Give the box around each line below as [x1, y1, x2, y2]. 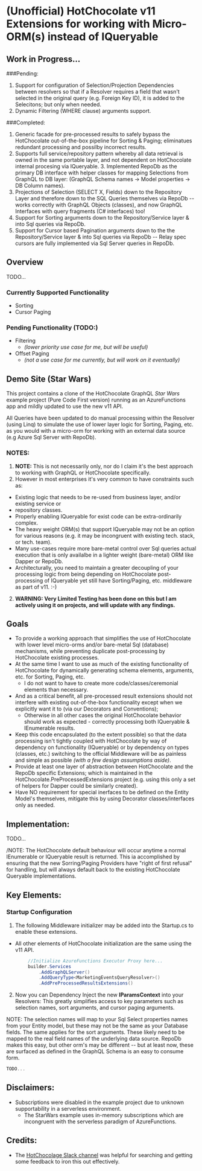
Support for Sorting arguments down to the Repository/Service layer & [14, 214, 190, 221]
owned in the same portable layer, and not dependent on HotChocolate [14, 156, 192, 164]
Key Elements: [6, 890, 62, 900]
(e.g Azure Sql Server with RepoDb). [6, 433, 96, 441]
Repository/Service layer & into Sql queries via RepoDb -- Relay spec [14, 234, 186, 240]
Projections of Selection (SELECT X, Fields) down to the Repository [14, 188, 182, 196]
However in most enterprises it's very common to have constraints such [14, 475, 194, 482]
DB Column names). [14, 182, 65, 189]
